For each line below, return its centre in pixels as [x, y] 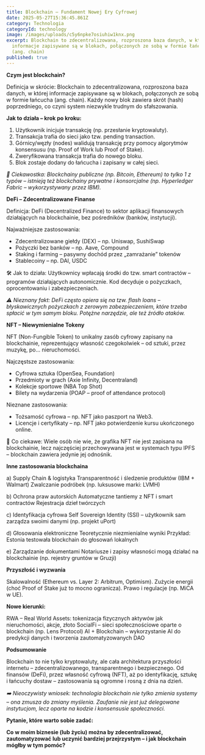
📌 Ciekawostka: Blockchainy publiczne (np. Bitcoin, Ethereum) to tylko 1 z [99, 174]
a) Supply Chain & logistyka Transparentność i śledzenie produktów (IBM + [101, 478]
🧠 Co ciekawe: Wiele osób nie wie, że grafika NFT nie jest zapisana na [95, 441]
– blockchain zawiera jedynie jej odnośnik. [59, 454]
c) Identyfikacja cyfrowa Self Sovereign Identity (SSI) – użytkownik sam [96, 515]
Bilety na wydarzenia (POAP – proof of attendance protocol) [90, 392]
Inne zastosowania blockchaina [47, 466]
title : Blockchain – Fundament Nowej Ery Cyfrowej [72, 12]
